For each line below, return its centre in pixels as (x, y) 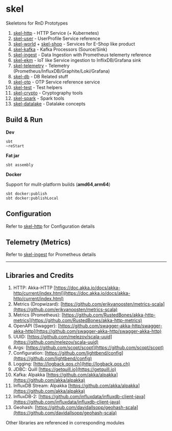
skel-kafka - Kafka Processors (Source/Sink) (60, 49)
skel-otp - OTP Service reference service (56, 82)
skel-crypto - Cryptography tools (48, 93)
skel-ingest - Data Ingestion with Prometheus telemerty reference (82, 55)
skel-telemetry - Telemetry (41, 66)
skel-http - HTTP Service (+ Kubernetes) (56, 33)
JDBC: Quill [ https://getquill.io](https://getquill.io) (65, 370)
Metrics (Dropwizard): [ (38, 304)
